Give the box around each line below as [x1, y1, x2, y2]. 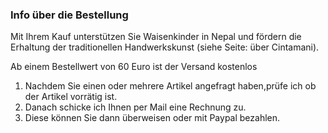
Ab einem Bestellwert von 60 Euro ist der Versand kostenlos [10, 61, 258, 73]
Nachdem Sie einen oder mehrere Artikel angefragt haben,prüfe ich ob [24, 80, 317, 92]
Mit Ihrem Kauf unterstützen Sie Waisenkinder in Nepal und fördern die [10, 31, 302, 43]
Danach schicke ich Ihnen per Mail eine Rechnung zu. [24, 101, 247, 113]
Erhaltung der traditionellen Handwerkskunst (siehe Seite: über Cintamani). [10, 41, 320, 53]
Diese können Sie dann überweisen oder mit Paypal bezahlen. [24, 112, 281, 124]
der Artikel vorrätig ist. [24, 91, 118, 103]
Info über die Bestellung [10, 8, 129, 22]
